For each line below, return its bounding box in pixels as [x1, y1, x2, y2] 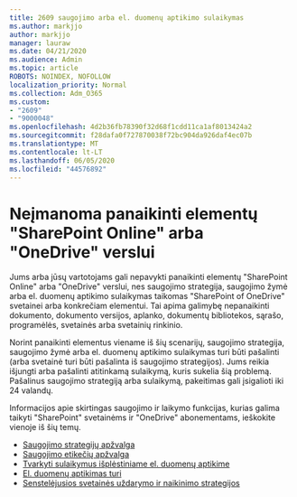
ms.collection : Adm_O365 [9, 89, 103, 98]
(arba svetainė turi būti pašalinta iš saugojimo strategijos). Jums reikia [9, 356, 269, 367]
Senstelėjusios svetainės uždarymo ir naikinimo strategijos [22, 478, 241, 489]
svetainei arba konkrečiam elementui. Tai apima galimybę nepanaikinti [9, 300, 270, 312]
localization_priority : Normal [9, 80, 127, 89]
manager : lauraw [9, 38, 70, 48]
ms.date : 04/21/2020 [9, 47, 88, 56]
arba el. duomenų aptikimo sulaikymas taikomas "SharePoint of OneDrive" [9, 291, 285, 302]
